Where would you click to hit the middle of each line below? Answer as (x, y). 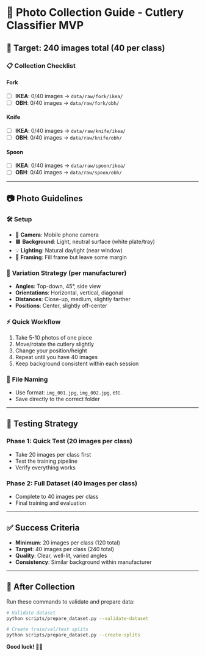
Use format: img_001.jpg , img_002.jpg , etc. (69, 393)
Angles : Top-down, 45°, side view (58, 287)
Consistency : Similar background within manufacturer (83, 562)
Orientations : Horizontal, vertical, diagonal (69, 293)
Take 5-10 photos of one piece (54, 337)
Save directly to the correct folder (58, 399)
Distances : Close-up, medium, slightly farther (73, 299)
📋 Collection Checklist (41, 65)
